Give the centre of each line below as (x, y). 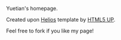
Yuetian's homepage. (32, 8)
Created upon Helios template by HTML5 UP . (61, 19)
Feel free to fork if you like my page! (50, 31)
